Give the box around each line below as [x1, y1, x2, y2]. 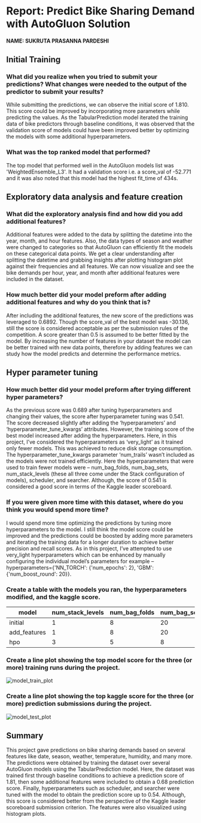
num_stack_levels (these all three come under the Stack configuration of [6, 470, 185, 478]
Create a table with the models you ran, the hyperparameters [6, 585, 187, 594]
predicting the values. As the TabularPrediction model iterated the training [6, 114, 188, 121]
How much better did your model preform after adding [6, 291, 166, 299]
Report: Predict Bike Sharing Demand [6, 4, 195, 18]
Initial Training [6, 55, 61, 65]
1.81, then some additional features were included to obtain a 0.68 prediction [6, 779, 194, 786]
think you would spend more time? [6, 505, 109, 514]
